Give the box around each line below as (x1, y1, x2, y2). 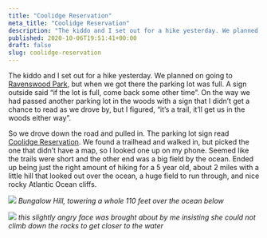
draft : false (8, 42, 52, 50)
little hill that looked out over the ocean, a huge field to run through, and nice (8, 171, 260, 180)
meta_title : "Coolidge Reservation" (8, 19, 130, 27)
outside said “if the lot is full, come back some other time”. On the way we (8, 88, 251, 97)
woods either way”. (8, 113, 72, 122)
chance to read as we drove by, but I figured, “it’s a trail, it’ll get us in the (8, 105, 245, 114)
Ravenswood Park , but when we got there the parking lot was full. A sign (8, 79, 247, 89)
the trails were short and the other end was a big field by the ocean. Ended (8, 154, 253, 164)
